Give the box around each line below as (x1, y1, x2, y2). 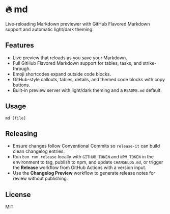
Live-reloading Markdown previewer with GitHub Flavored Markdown (5, 20, 150, 27)
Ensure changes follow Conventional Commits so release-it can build (12, 143, 160, 149)
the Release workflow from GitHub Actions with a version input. (12, 164, 147, 171)
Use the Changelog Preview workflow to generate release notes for (12, 170, 155, 176)
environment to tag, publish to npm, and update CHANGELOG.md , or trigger (12, 159, 163, 165)
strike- (143, 60, 157, 66)
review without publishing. (12, 175, 68, 182)
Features (5, 41, 34, 50)
